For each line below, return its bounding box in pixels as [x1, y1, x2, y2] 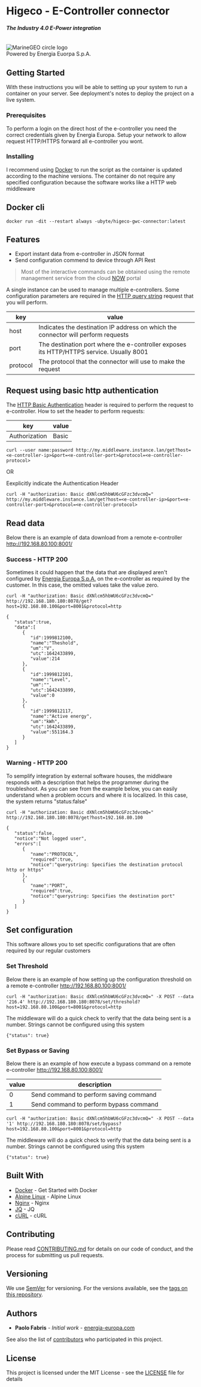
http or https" [6, 867, 44, 873]
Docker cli [6, 202, 45, 213]
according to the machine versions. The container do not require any [6, 172, 175, 179]
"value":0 [30, 693, 55, 699]
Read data [6, 518, 45, 528]
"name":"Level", [30, 677, 71, 683]
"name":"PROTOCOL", [30, 851, 79, 857]
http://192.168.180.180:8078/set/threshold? [28, 999, 141, 1005]
